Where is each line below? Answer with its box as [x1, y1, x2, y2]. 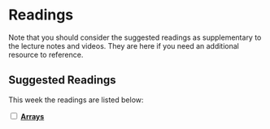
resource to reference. [8, 49, 84, 59]
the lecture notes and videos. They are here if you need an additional [8, 41, 240, 50]
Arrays [20, 111, 45, 121]
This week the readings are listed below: [8, 95, 144, 105]
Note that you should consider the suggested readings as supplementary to [8, 32, 262, 42]
